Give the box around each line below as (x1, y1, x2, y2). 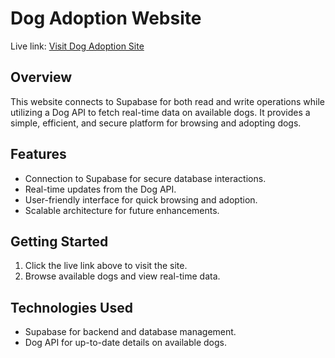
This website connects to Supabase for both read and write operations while (10, 95, 326, 107)
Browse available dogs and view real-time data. (24, 270, 221, 282)
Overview (10, 69, 73, 86)
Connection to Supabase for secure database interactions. (24, 172, 267, 184)
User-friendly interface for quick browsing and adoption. (24, 193, 258, 206)
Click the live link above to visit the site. (24, 260, 188, 272)
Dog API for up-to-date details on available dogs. (24, 337, 227, 349)
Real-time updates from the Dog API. (24, 183, 177, 195)
